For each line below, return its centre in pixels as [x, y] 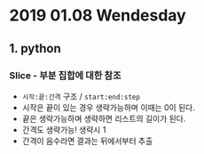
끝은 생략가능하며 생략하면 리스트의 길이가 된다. [104, 118]
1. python [35, 49]
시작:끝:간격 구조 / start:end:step [81, 96]
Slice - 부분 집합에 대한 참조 [65, 75]
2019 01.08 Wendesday [98, 16]
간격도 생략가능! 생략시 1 [64, 129]
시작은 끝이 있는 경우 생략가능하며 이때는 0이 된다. [108, 107]
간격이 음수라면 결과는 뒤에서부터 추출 [87, 141]
